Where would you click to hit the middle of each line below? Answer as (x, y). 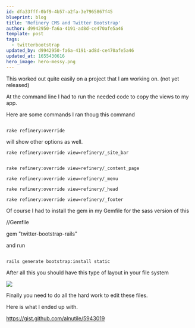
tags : (13, 39)
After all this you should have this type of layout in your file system (88, 273)
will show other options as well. (45, 141)
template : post (25, 34)
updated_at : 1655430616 (36, 56)
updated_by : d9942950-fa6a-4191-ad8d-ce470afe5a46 (70, 51)
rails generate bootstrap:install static (58, 261)
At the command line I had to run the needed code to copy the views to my (97, 97)
